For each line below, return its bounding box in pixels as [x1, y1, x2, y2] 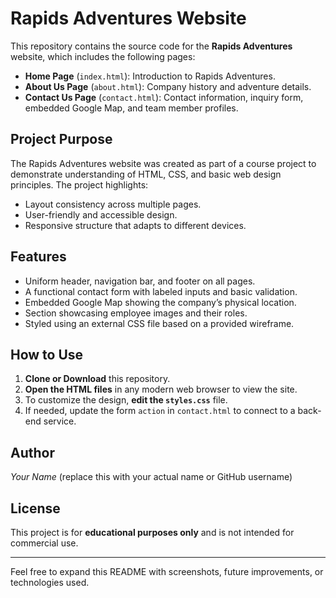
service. [43, 415, 77, 427]
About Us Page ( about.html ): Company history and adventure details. [24, 80, 312, 92]
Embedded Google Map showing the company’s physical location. [24, 296, 297, 308]
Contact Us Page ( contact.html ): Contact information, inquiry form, [24, 91, 304, 103]
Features [10, 248, 67, 266]
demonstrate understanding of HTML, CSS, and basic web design [10, 168, 282, 180]
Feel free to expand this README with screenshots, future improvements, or [10, 566, 324, 577]
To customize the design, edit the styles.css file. [24, 394, 228, 406]
